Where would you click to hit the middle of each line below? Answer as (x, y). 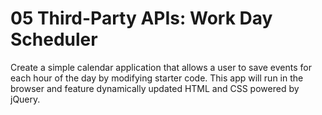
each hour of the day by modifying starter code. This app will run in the (157, 78)
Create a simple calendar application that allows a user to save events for (161, 67)
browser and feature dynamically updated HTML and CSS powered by (155, 88)
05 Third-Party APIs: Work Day (141, 18)
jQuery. (25, 99)
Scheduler (54, 39)
